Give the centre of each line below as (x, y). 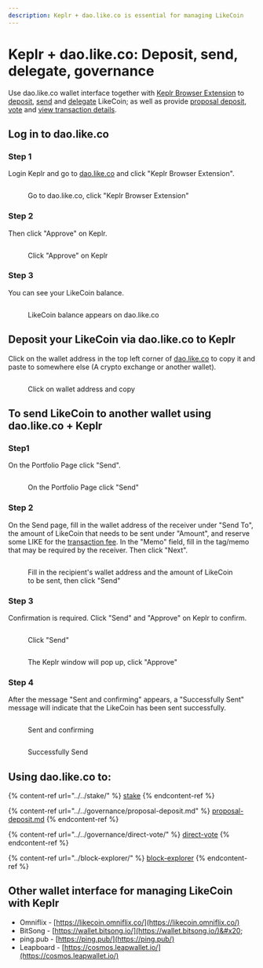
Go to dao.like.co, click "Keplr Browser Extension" (108, 196)
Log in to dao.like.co (59, 134)
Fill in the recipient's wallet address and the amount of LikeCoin (130, 572)
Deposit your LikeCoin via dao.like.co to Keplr (122, 340)
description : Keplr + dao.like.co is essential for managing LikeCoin (126, 15)
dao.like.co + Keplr (55, 426)
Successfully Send (58, 752)
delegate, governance (81, 71)
